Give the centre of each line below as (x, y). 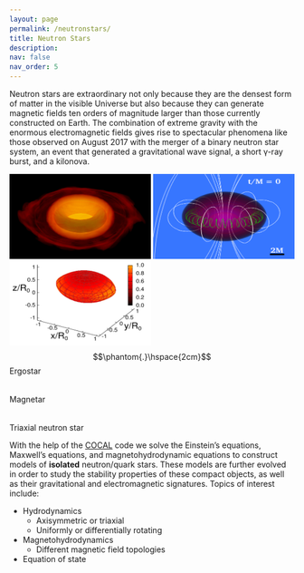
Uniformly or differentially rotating (99, 530)
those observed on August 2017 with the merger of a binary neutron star (144, 142)
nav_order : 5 (34, 67)
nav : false (30, 58)
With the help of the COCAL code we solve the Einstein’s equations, (135, 445)
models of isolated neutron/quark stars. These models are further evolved (148, 464)
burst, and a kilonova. (50, 161)
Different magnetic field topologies (100, 549)
